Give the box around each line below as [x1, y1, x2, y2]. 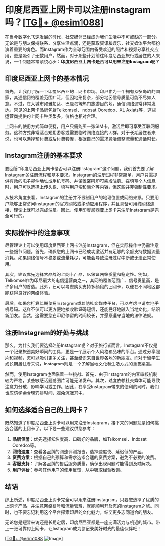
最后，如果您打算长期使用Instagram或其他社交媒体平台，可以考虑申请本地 [5, 301, 155, 306]
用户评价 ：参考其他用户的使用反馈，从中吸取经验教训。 [12, 467, 124, 473]
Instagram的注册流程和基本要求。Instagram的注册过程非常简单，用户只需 [5, 172, 153, 178]
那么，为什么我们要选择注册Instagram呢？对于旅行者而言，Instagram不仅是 [5, 342, 158, 348]
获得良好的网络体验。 [9, 290, 53, 296]
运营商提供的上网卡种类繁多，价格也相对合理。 [5, 113, 100, 119]
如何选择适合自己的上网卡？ [5, 405, 89, 414]
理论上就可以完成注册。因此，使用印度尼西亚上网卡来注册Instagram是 [13, 207, 155, 212]
